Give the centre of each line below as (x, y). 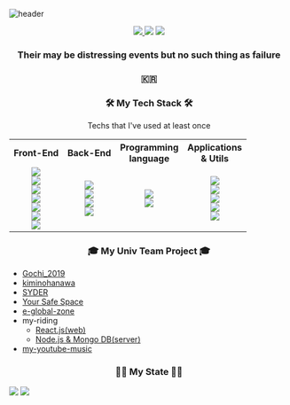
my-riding (40, 321)
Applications (215, 148)
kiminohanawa (48, 283)
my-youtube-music (57, 349)
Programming (149, 148)
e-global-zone (48, 311)
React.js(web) (60, 330)
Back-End (89, 153)
